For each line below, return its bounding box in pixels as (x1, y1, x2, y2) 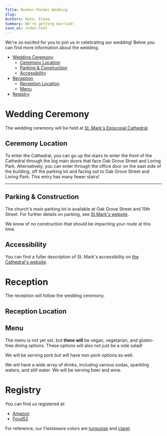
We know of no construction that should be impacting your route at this (5, 220, 151, 226)
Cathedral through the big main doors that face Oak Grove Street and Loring (5, 157, 161, 164)
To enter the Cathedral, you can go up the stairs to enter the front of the (5, 152, 153, 158)
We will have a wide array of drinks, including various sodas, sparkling (5, 362, 149, 367)
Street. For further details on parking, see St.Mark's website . (5, 211, 129, 217)
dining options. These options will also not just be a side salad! (14, 342, 143, 348)
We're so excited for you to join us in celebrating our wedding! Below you (5, 39, 155, 45)
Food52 (12, 416, 28, 422)
